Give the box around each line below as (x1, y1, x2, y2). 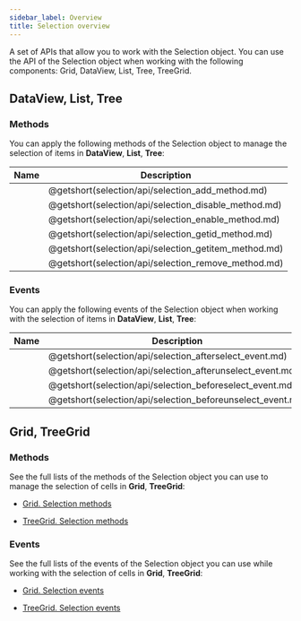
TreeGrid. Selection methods (21, 516, 129, 527)
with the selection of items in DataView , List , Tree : (9, 314, 197, 324)
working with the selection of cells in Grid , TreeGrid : (9, 568, 203, 579)
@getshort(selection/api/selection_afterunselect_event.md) (47, 365, 298, 377)
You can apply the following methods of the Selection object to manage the (9, 138, 288, 149)
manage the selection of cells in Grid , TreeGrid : (9, 481, 185, 492)
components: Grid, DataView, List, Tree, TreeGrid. (9, 65, 193, 76)
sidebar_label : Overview (9, 13, 102, 22)
